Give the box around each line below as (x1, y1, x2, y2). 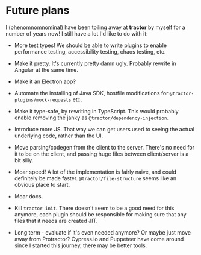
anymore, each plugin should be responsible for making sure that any (14, 210, 187, 218)
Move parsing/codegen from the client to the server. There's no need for (14, 143, 195, 151)
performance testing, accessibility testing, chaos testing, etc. (14, 48, 166, 55)
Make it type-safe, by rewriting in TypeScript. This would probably (14, 107, 179, 115)
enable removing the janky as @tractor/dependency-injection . (14, 114, 169, 121)
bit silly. (14, 156, 34, 163)
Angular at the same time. (14, 66, 79, 73)
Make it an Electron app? (14, 78, 76, 85)
